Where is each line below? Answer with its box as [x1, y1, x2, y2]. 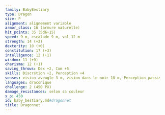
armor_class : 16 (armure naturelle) [5, 25, 80, 30]
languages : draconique [5, 80, 52, 85]
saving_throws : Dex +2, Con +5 [5, 67, 69, 71]
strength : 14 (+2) [5, 39, 43, 44]
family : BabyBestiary [5, 7, 50, 12]
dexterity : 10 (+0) [5, 44, 45, 48]
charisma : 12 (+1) [5, 62, 43, 67]
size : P [5, 16, 21, 21]
